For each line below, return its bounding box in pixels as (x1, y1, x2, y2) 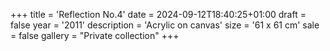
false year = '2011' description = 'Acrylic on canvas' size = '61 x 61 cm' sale (10, 19, 320, 31)
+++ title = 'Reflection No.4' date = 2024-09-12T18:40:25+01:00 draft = (10, 9, 307, 20)
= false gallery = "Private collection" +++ (10, 30, 180, 41)
